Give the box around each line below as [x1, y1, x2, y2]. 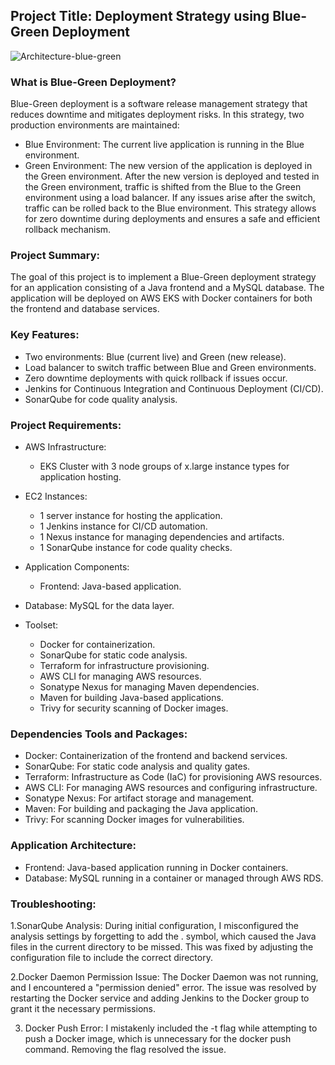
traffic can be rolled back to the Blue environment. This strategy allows [24, 202, 317, 214]
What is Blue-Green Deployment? [10, 75, 177, 89]
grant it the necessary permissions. [10, 1002, 157, 1014]
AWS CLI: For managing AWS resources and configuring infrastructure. [24, 782, 318, 794]
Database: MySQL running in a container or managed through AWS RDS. [24, 872, 324, 884]
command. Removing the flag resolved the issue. [24, 1043, 227, 1055]
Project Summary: [10, 249, 101, 263]
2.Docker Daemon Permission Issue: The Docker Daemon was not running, [10, 970, 319, 983]
